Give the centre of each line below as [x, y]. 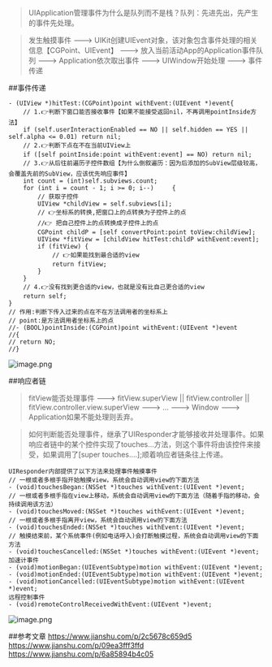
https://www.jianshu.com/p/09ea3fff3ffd [76, 645]
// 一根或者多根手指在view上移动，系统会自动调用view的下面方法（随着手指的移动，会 [134, 496]
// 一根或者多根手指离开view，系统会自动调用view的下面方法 [98, 520]
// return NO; [32, 342]
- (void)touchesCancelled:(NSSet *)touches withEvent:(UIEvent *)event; [134, 552]
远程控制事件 [27, 597]
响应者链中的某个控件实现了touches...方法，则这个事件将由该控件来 [141, 444]
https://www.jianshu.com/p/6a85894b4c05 [81, 654]
